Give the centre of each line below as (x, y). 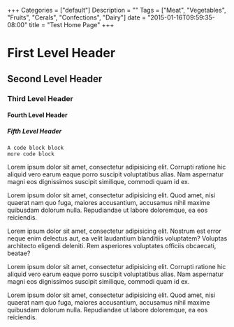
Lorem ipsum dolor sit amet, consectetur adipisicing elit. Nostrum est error (114, 231)
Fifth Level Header (35, 131)
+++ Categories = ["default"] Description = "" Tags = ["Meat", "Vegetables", (117, 10)
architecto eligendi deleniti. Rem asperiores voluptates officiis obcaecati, (112, 246)
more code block (31, 154)
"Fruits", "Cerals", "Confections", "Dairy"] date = (77, 17)
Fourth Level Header (37, 115)
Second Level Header (55, 78)
